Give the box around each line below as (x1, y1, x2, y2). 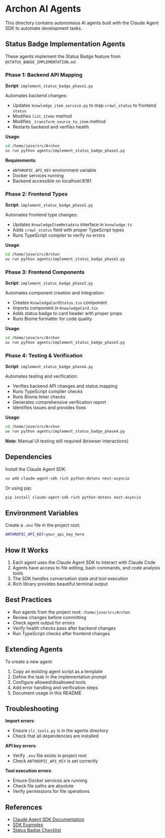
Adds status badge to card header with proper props (12, 311, 123, 317)
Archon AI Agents (5, 3, 81, 15)
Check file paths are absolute (12, 783, 74, 789)
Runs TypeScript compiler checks (12, 388, 83, 394)
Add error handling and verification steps (12, 684, 98, 690)
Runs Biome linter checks (12, 394, 66, 400)
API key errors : (5, 743, 37, 749)
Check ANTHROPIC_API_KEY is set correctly (12, 758, 98, 764)
